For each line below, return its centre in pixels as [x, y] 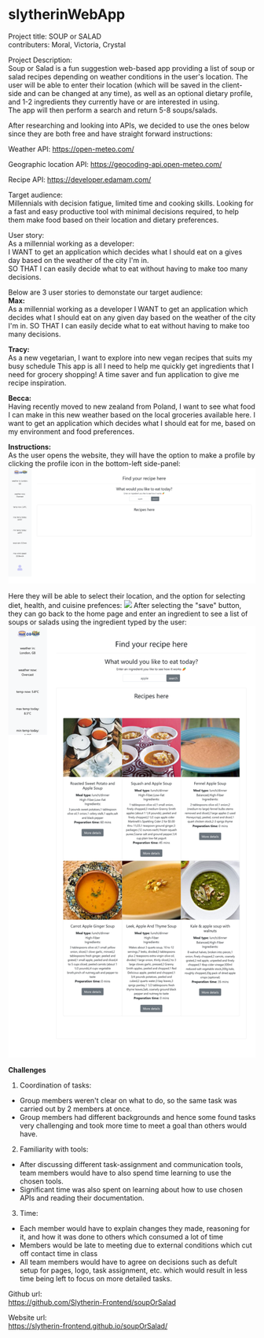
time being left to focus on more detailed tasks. [96, 1278]
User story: [26, 235]
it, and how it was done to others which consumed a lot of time [121, 1236]
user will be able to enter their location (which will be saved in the [114, 85]
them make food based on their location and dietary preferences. [114, 220]
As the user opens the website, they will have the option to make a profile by [132, 455]
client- [232, 85]
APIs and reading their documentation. [82, 1198]
